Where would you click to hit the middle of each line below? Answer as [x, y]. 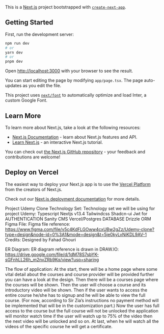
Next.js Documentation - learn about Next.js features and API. [75, 137]
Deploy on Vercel [32, 172]
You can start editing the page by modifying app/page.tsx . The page [74, 80]
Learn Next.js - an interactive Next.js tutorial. [57, 142]
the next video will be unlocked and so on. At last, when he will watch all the [82, 321]
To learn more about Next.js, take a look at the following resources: [73, 128]
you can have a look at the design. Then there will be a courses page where [82, 280]
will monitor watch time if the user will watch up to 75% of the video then [79, 316]
